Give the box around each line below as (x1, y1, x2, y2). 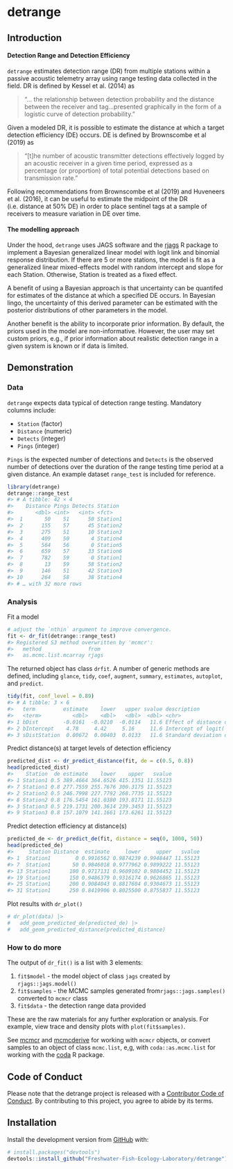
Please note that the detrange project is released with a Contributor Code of (7, 1089, 224, 1097)
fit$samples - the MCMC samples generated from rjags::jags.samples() (17, 987, 226, 995)
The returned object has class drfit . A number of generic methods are (7, 665, 210, 673)
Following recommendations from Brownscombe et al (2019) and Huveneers (7, 187, 225, 196)
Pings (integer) (17, 441, 60, 450)
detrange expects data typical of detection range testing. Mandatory (7, 398, 202, 407)
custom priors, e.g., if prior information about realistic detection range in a (7, 334, 218, 342)
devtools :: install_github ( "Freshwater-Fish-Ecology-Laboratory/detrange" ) (7, 1155, 228, 1162)
